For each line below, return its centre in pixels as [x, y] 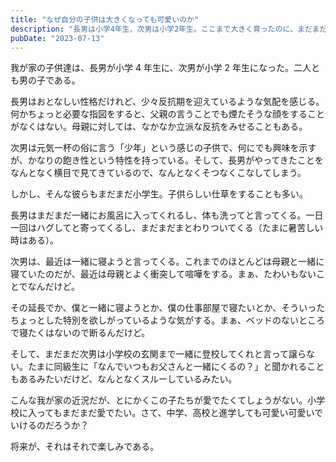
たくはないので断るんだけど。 [89, 333]
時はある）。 [34, 240]
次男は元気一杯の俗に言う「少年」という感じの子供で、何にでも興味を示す [163, 148]
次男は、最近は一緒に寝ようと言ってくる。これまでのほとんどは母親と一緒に [167, 262]
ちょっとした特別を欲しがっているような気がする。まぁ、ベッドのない [155, 320]
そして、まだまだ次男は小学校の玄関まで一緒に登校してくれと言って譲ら [158, 354]
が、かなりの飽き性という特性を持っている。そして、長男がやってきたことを [167, 160]
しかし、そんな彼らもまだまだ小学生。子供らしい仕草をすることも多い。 [159, 194]
